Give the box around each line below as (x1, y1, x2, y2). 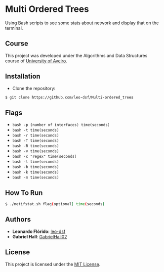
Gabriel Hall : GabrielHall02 (12, 233, 68, 239)
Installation (5, 72, 41, 81)
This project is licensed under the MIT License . (5, 261, 101, 267)
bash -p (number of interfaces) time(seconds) (12, 123, 110, 128)
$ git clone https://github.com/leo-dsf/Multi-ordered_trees (5, 95, 134, 100)
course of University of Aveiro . (5, 58, 68, 64)
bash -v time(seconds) (12, 149, 59, 154)
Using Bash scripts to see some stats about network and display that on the (5, 20, 159, 26)
